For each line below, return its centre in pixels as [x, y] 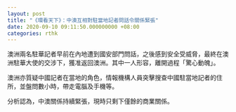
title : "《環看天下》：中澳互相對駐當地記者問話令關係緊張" [83, 20]
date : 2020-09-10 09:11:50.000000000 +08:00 [73, 27]
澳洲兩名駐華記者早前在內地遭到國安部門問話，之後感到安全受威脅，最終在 [115, 54]
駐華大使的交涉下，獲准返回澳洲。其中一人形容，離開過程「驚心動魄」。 [116, 63]
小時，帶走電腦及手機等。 [81, 86]
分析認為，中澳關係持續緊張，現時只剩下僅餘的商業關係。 [90, 101]
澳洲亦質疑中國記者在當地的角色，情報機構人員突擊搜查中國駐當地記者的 [112, 78]
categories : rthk [33, 33]
